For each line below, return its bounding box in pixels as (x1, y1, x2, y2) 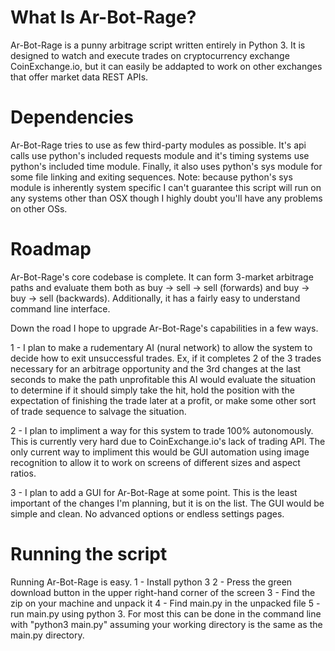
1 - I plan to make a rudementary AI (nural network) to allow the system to (10, 341, 313, 353)
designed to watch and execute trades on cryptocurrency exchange (10, 49, 290, 61)
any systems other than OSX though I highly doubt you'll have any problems (10, 192, 323, 204)
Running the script (10, 543, 168, 565)
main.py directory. (10, 629, 85, 641)
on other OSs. (10, 202, 68, 215)
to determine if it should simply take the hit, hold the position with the (10, 384, 295, 396)
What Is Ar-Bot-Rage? (10, 6, 197, 29)
